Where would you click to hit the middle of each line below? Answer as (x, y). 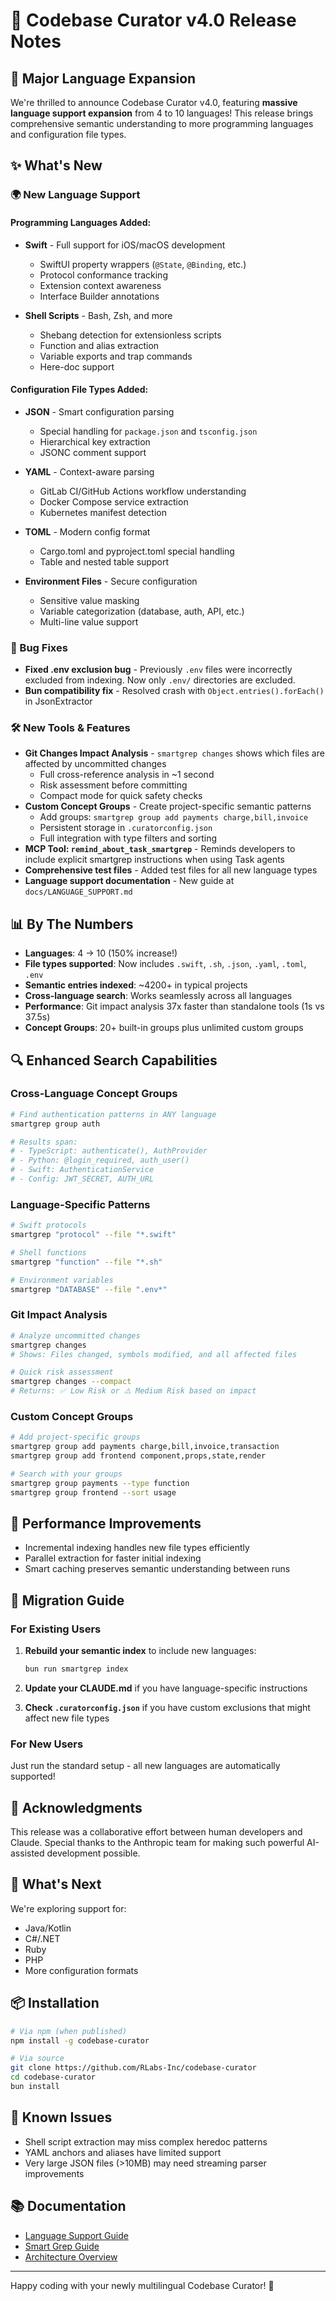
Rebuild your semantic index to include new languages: (140, 1651)
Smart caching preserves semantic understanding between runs (157, 1569)
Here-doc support (77, 366)
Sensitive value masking (89, 600)
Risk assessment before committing (113, 785)
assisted (27, 1853)
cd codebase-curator (53, 2077)
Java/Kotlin (48, 1928)
